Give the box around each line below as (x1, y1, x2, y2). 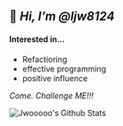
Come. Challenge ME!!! (9, 90, 94, 101)
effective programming (21, 63, 107, 74)
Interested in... (9, 33, 65, 45)
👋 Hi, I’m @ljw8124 (9, 9, 115, 24)
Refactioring (21, 54, 68, 64)
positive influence (21, 72, 88, 83)
